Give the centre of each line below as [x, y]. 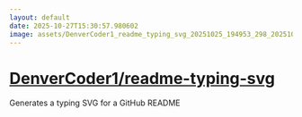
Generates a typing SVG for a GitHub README [95, 103]
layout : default [40, 17]
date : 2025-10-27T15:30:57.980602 [74, 26]
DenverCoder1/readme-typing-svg [142, 78]
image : [22, 34]
